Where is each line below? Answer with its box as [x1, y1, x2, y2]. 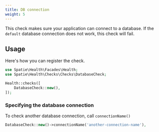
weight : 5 [5, 12, 26, 17]
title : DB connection [5, 7, 50, 12]
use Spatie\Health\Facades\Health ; [5, 67, 78, 72]
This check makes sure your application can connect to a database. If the [5, 25, 154, 31]
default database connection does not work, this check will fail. [5, 31, 134, 36]
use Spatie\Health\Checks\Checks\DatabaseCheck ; [5, 72, 107, 77]
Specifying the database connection [5, 101, 95, 108]
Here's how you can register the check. [5, 58, 85, 64]
